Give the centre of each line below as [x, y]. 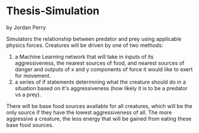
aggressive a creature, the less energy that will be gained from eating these [99, 118]
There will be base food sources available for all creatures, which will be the [99, 106]
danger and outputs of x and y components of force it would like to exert [104, 69]
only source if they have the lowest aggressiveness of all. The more [89, 112]
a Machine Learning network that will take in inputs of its [84, 56]
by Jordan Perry [26, 27]
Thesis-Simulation [53, 11]
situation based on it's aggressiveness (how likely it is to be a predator [101, 88]
